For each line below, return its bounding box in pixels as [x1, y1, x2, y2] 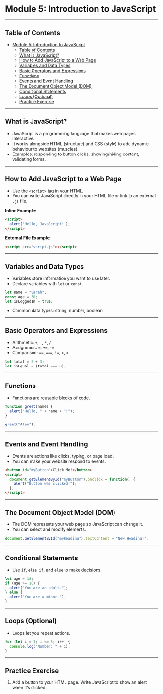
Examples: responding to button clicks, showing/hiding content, [12, 151, 140, 157]
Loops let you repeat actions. [12, 630, 71, 636]
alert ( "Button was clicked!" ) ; [14, 481, 77, 486]
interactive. [12, 135, 35, 141]
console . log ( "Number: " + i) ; [9, 644, 70, 649]
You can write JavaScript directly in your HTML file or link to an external [12, 193, 156, 199]
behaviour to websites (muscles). [12, 146, 79, 152]
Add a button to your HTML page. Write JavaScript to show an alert [12, 679, 147, 685]
